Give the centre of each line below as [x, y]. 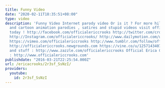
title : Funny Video [25, 10]
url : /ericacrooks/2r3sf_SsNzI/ [38, 64]
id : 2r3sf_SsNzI [31, 78]
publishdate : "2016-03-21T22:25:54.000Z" [48, 60]
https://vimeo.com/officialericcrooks [49, 42]
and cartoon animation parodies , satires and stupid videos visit [80, 28]
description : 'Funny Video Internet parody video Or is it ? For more [79, 23]
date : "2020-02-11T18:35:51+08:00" [41, 14]
